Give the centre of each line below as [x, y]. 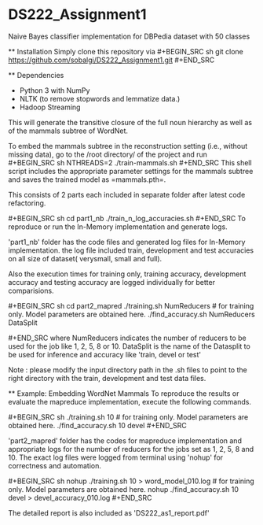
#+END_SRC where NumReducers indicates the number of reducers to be [127, 338]
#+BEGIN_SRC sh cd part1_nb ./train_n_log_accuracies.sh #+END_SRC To [127, 218]
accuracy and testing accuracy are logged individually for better [112, 282]
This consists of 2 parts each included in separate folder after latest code [127, 194]
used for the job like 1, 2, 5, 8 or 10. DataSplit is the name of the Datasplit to [130, 346]
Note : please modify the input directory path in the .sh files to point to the [128, 370]
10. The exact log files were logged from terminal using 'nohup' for [116, 457]
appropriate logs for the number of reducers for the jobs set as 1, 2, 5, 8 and [131, 449]
